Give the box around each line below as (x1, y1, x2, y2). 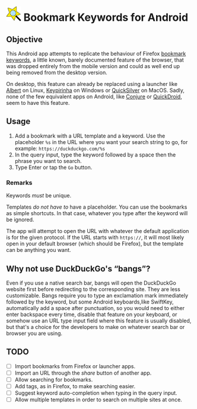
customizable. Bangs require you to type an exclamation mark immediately (6, 292, 189, 299)
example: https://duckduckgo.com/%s (14, 145, 106, 152)
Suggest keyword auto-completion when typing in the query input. (14, 389, 177, 397)
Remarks (6, 178, 33, 187)
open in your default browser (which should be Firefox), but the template (6, 240, 184, 247)
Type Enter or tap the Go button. (14, 164, 93, 171)
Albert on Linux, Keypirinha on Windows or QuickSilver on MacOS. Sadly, (6, 87, 185, 94)
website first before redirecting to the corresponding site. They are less (6, 285, 181, 293)
